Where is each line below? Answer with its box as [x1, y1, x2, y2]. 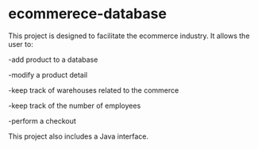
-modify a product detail [8, 70, 88, 79]
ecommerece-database [8, 5, 167, 23]
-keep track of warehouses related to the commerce [8, 85, 179, 95]
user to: [8, 39, 33, 48]
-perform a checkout [8, 116, 77, 125]
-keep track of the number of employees [8, 101, 141, 110]
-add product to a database [8, 55, 98, 64]
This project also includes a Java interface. [8, 132, 149, 141]
